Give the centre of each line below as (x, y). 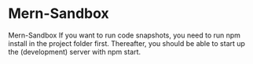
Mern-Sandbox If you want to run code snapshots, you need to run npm (125, 35)
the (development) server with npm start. (75, 52)
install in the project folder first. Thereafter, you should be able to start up (127, 43)
